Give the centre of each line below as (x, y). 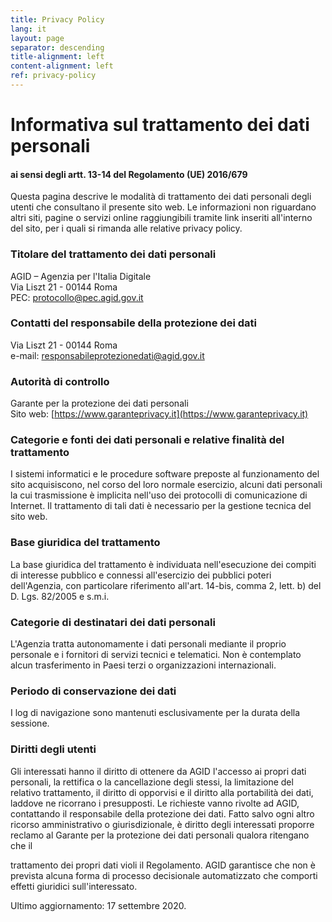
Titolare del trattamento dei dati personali (113, 254)
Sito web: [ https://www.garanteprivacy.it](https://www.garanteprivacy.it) (159, 414)
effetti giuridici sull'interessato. (74, 886)
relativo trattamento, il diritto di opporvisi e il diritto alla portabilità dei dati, (162, 792)
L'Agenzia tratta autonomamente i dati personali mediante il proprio (148, 644)
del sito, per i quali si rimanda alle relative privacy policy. (126, 228)
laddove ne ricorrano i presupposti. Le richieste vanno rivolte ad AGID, (155, 803)
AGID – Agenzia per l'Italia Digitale (81, 276)
